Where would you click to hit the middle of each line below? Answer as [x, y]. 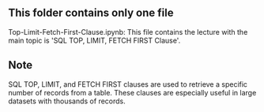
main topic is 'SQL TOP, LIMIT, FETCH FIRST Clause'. [94, 40]
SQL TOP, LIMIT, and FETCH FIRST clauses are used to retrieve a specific [128, 84]
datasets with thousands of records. [67, 101]
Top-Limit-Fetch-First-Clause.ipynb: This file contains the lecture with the [128, 32]
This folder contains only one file [91, 13]
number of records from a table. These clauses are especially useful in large [132, 92]
